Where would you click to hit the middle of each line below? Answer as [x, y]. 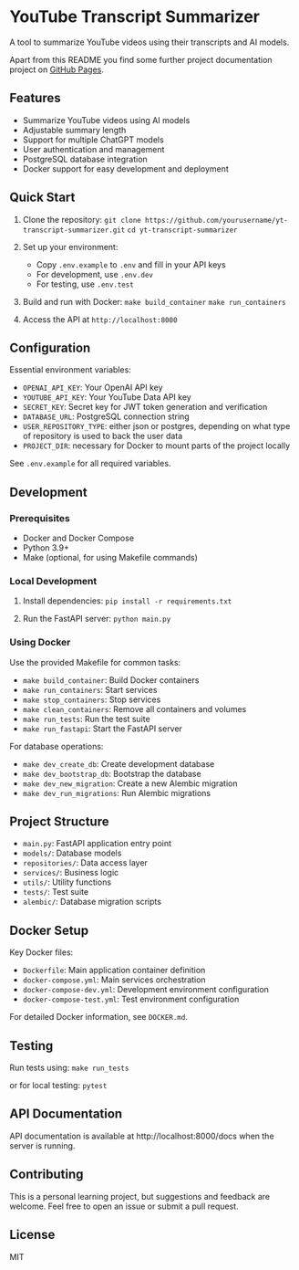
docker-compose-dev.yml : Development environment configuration [145, 990]
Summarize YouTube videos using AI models [106, 120]
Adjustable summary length [74, 130]
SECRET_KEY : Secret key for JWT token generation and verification [145, 407]
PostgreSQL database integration [85, 159]
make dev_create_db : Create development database [119, 763]
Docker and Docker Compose [78, 538]
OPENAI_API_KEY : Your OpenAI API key [93, 388]
